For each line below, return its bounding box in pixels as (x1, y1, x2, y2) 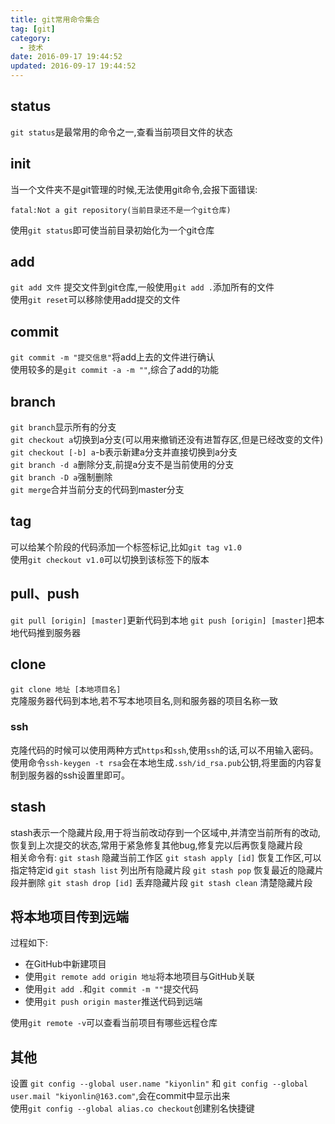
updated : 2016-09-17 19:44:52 (10, 61, 137, 71)
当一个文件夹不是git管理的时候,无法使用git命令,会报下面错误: (10, 183, 258, 195)
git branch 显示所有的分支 (10, 421, 117, 433)
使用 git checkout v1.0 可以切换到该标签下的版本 (10, 553, 210, 565)
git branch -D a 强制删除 (10, 471, 113, 483)
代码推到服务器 (18, 626, 81, 638)
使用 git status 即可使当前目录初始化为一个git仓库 (10, 224, 215, 236)
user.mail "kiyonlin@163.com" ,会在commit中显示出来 (10, 1090, 231, 1102)
